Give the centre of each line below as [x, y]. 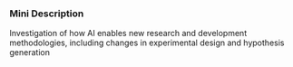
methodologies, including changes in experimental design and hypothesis [147, 43]
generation [29, 53]
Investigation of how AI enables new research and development [128, 33]
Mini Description [47, 14]
